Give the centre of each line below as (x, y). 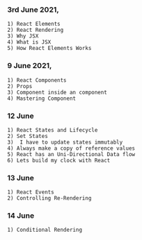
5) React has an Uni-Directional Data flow (71, 154)
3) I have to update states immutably (65, 142)
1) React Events (31, 192)
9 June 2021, (30, 66)
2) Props (20, 86)
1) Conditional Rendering (45, 230)
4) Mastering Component (42, 98)
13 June (21, 178)
